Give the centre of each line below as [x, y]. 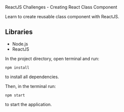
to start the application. [29, 104]
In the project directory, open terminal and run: [52, 58]
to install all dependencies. [32, 77]
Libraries [19, 32]
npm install [17, 68]
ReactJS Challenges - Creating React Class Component [61, 7]
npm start [15, 95]
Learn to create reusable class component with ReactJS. [62, 16]
